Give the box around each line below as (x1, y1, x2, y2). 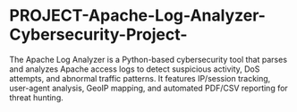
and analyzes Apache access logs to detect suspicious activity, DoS (9, 64, 260, 74)
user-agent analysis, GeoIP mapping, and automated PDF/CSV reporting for (9, 82, 288, 93)
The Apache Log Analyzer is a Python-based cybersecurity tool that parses (9, 54, 288, 65)
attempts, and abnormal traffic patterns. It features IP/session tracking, (9, 73, 271, 83)
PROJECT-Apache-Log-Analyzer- (9, 5, 267, 26)
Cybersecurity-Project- (9, 24, 188, 45)
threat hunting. (9, 91, 64, 103)
